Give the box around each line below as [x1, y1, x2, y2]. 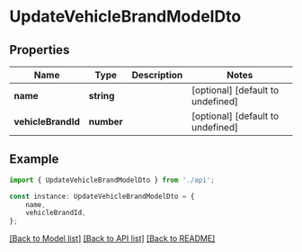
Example [9, 151, 59, 167]
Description [131, 69, 183, 81]
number [88, 115, 123, 128]
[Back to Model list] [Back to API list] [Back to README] [9, 233, 216, 244]
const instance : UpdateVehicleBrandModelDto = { [9, 192, 195, 201]
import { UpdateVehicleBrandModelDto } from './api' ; [9, 175, 216, 184]
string [88, 90, 115, 102]
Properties [9, 42, 70, 58]
